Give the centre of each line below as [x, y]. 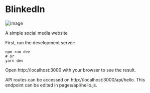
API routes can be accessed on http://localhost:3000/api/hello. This [75, 79]
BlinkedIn [25, 9]
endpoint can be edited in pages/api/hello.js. [51, 85]
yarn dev [14, 61]
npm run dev [18, 52]
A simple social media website [36, 33]
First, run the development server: [40, 42]
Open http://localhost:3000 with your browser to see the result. [71, 70]
